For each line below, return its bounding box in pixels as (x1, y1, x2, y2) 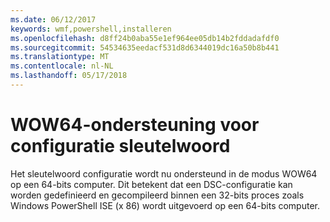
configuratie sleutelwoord (10, 135, 231, 158)
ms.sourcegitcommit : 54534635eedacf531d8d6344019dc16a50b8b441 (10, 42, 280, 53)
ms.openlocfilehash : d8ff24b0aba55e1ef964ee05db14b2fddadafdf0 (10, 33, 280, 43)
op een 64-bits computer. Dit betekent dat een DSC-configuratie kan (10, 178, 293, 190)
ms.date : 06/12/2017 (10, 14, 97, 25)
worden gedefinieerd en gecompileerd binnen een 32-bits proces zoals (10, 189, 305, 201)
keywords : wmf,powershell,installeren (10, 24, 172, 34)
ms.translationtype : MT (10, 52, 110, 62)
